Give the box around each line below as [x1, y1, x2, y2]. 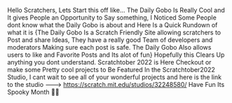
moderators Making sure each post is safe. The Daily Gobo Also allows [7, 43, 212, 51]
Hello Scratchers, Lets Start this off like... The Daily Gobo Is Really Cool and [7, 6, 226, 14]
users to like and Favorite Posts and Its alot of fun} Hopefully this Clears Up [7, 50, 225, 59]
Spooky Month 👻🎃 [7, 88, 60, 96]
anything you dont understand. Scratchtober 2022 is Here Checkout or [7, 58, 212, 66]
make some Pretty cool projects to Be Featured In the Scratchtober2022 [7, 66, 216, 74]
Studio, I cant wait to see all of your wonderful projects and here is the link [7, 73, 222, 81]
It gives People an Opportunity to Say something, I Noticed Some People [7, 13, 217, 22]
